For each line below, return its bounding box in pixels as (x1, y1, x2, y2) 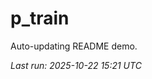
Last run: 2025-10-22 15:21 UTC (10, 59, 142, 71)
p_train (10, 7, 70, 30)
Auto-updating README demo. (10, 40, 138, 52)
